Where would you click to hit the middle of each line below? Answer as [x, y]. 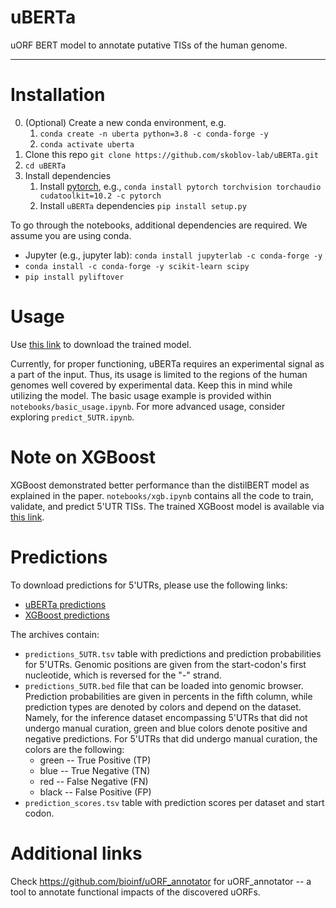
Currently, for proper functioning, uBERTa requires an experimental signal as [167, 363]
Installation [58, 95]
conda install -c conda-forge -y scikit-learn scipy [137, 266]
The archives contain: [55, 634]
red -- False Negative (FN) [94, 781]
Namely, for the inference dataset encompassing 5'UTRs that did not [166, 717]
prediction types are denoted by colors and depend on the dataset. [163, 707]
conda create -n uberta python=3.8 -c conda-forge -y [154, 134]
